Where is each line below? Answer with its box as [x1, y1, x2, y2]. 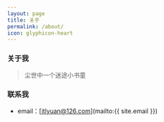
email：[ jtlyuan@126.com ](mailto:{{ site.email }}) [17, 107, 158, 115]
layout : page [7, 10, 45, 17]
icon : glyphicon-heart [7, 29, 73, 37]
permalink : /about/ [7, 23, 64, 30]
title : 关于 [7, 17, 40, 24]
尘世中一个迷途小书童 [24, 71, 86, 79]
